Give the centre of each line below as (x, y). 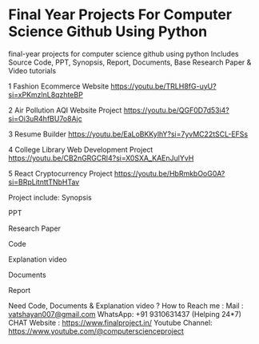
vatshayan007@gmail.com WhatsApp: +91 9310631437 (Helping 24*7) (125, 314)
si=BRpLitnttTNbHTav (44, 182)
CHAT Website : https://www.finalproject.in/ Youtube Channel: (111, 322)
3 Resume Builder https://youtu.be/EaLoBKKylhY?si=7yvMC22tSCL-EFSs (128, 134)
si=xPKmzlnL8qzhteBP (46, 94)
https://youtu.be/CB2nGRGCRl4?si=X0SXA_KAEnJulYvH (101, 158)
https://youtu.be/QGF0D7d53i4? (177, 110)
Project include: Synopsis (50, 197)
